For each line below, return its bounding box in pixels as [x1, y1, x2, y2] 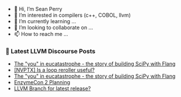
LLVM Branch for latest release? [13, 85, 91, 92]
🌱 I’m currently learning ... [13, 18, 76, 24]
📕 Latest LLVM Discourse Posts [5, 47, 96, 55]
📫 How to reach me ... [13, 31, 68, 37]
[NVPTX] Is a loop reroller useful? [13, 67, 95, 74]
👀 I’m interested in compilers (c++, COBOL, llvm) [13, 12, 131, 19]
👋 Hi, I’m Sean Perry [13, 6, 62, 12]
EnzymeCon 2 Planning [13, 79, 71, 86]
